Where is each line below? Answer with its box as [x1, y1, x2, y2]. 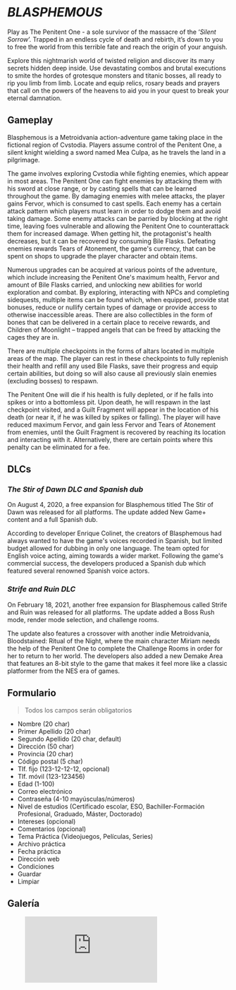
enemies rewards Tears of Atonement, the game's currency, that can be [7, 244, 216, 253]
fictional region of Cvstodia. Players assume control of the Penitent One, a [7, 141, 222, 149]
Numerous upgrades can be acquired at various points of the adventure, [7, 266, 217, 274]
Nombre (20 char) [17, 720, 70, 728]
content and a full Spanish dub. [7, 515, 98, 524]
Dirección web [17, 854, 60, 863]
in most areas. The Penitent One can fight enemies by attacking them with [7, 177, 222, 185]
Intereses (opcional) [17, 817, 76, 825]
